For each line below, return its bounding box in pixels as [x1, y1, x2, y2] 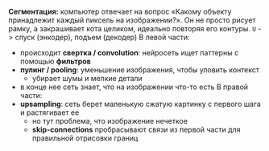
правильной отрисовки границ [31, 133, 139, 143]
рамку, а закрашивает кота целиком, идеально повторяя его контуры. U [8, 24, 256, 33]
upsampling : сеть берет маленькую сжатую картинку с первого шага [19, 100, 262, 108]
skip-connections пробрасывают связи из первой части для [31, 124, 241, 134]
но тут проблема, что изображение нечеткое [31, 116, 188, 125]
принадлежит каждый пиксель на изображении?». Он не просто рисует [8, 15, 256, 25]
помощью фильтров [19, 56, 91, 66]
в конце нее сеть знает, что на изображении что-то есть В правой [19, 82, 248, 92]
